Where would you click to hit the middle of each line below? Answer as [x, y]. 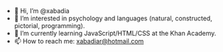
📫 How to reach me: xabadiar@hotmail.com [79, 41]
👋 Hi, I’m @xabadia [42, 11]
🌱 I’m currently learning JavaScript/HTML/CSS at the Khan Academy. [115, 33]
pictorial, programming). [49, 26]
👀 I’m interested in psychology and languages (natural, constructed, [113, 18]
